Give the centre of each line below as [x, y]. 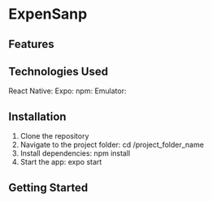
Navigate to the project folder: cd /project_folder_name [112, 145]
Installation [37, 116]
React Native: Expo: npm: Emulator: [68, 91]
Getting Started [48, 187]
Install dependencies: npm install [75, 153]
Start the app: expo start [61, 162]
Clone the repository [54, 136]
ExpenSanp [48, 14]
